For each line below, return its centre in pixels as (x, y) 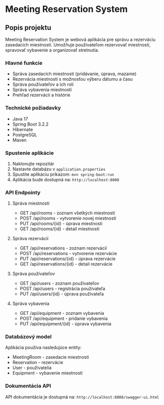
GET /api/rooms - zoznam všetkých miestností (68, 213)
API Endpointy (23, 192)
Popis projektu (28, 28)
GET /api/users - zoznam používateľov (60, 283)
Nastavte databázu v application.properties (59, 169)
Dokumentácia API (28, 386)
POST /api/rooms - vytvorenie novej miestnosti (68, 218)
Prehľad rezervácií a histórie (41, 95)
